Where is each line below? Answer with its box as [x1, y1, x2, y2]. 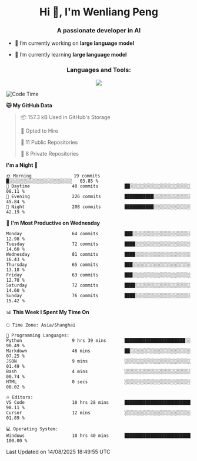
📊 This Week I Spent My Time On [6, 308, 89, 315]
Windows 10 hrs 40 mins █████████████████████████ [6, 433, 191, 439]
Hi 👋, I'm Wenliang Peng [39, 5, 159, 19]
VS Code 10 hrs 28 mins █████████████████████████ [6, 399, 191, 406]
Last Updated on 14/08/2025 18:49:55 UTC [6, 448, 111, 455]
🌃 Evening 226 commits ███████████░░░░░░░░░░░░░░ [6, 193, 191, 199]
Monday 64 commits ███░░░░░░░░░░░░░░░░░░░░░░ [6, 230, 191, 236]
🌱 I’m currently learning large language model [14, 51, 127, 58]
